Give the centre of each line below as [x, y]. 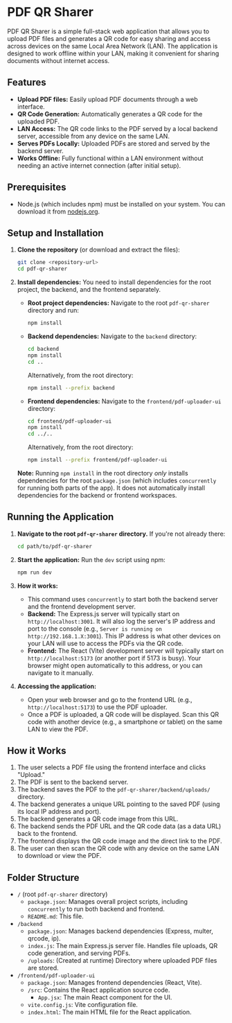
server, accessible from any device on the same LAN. [93, 136]
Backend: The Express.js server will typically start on [104, 613]
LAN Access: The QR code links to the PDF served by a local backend [117, 128]
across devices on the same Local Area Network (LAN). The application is [113, 46]
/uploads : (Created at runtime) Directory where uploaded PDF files [122, 961]
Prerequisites [37, 187]
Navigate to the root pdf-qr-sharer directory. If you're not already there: [121, 534]
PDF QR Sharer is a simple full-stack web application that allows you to [108, 31]
